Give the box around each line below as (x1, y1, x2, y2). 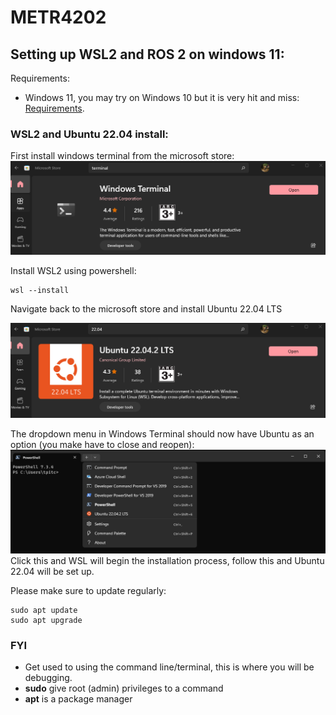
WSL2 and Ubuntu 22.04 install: (10, 127, 169, 141)
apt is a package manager (24, 693, 133, 705)
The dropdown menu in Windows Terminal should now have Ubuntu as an (10, 427, 315, 440)
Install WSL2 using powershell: (10, 265, 137, 277)
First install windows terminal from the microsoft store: (10, 150, 235, 162)
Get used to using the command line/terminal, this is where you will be (24, 661, 315, 673)
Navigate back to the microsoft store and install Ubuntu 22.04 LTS (10, 303, 283, 315)
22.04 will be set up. (10, 565, 95, 577)
